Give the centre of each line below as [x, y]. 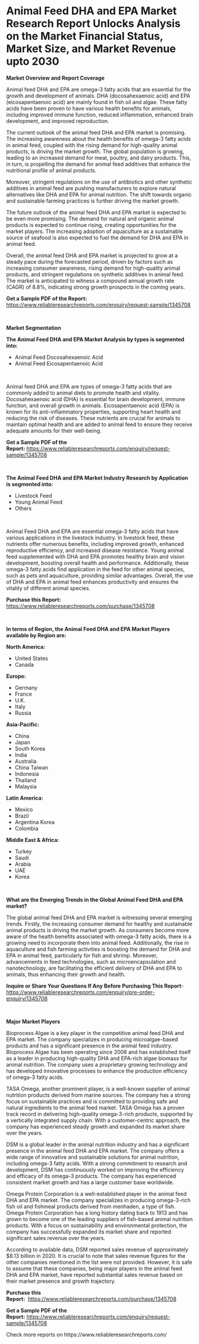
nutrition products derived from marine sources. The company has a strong [98, 1095]
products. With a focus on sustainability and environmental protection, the [97, 1225]
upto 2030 [33, 61]
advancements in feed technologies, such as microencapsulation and [91, 961]
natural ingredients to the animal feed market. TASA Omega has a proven [95, 1108]
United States [31, 658]
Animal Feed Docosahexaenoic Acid [59, 357]
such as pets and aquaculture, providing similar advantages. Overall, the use [100, 575]
